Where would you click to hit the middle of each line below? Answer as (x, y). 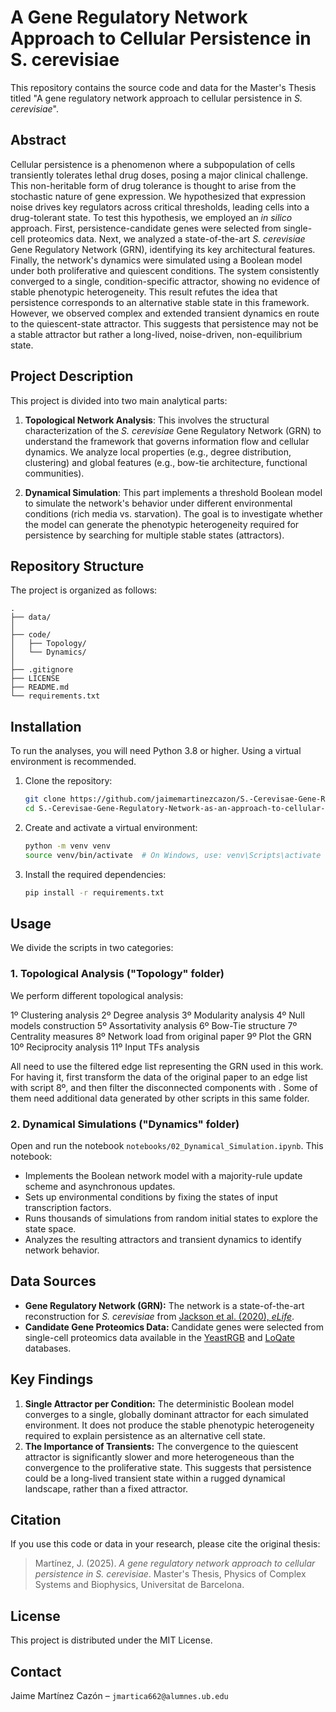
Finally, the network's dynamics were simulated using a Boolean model (156, 260)
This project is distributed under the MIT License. (111, 1640)
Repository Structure (77, 566)
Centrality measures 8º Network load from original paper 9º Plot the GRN (161, 1036)
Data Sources (53, 1281)
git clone (45, 799)
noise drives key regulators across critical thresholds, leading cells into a (160, 207)
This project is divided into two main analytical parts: (119, 400)
